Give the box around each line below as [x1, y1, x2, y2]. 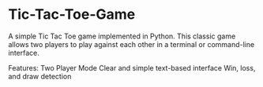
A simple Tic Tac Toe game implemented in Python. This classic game [8, 31, 236, 41]
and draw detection [8, 71, 72, 81]
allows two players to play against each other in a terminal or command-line [8, 39, 255, 49]
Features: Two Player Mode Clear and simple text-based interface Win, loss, [8, 63, 256, 72]
